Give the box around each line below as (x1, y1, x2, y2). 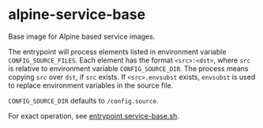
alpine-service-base (8, 6, 146, 24)
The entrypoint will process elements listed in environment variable (8, 47, 227, 56)
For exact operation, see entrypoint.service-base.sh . (8, 111, 180, 120)
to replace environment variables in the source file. (8, 81, 174, 90)
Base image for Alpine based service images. (8, 32, 156, 41)
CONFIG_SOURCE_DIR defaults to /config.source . (8, 96, 159, 105)
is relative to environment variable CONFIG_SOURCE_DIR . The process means (8, 63, 249, 73)
